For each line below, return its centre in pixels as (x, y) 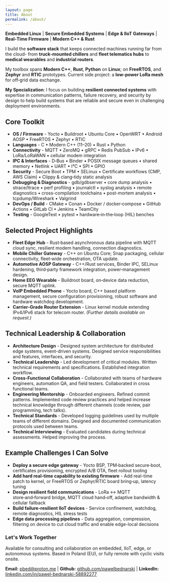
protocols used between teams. (45, 426)
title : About (19, 15)
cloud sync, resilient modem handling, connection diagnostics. (77, 248)
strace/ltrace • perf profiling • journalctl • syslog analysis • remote (82, 188)
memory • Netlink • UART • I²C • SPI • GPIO (59, 166)
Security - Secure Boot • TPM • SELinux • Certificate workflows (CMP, (87, 172)
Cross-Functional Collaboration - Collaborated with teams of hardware (87, 378)
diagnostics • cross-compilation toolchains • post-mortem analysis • (84, 193)
